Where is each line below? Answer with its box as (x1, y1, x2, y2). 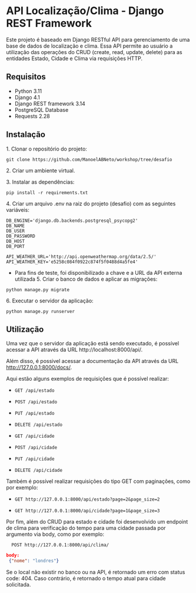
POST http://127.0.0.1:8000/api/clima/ (11, 542, 109, 548)
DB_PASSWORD (6, 233, 35, 239)
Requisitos (6, 72, 46, 82)
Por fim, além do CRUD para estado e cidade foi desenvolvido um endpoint (6, 518, 188, 525)
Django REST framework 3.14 (14, 100, 85, 107)
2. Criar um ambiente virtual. (6, 166, 75, 174)
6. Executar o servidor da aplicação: (6, 297, 94, 304)
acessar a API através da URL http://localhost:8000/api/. (6, 346, 143, 354)
